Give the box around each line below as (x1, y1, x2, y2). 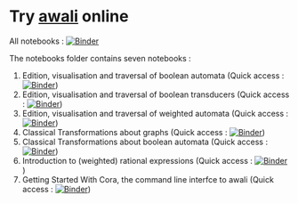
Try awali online (9, 6, 129, 27)
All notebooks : (9, 36, 65, 46)
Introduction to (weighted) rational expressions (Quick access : (21, 155, 254, 166)
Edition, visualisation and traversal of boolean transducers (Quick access (21, 89, 290, 100)
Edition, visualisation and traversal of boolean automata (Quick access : (21, 69, 285, 81)
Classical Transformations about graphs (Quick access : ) (21, 126, 265, 137)
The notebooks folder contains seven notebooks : (9, 53, 191, 63)
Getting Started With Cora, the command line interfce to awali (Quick (21, 174, 274, 184)
